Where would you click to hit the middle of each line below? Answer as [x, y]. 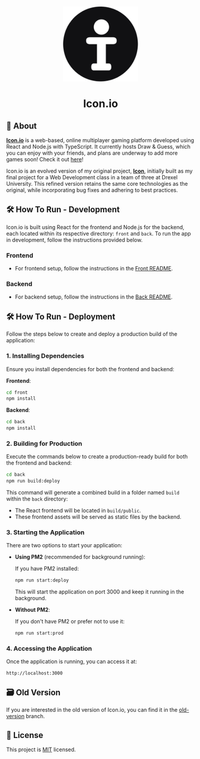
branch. [35, 716]
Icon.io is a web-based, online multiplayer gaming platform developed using [100, 140]
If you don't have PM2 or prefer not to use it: [69, 622]
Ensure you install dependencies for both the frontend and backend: [90, 369]
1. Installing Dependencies [46, 356]
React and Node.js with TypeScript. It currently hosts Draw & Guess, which [98, 147]
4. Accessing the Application [49, 649]
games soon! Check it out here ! [45, 159]
